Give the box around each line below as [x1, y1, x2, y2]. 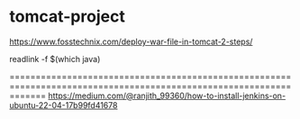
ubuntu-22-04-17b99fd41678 [9, 99, 118, 110]
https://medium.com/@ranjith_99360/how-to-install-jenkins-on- [48, 90, 286, 101]
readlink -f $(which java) [9, 53, 101, 64]
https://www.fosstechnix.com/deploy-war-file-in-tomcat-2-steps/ [9, 36, 253, 47]
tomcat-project [9, 6, 126, 27]
